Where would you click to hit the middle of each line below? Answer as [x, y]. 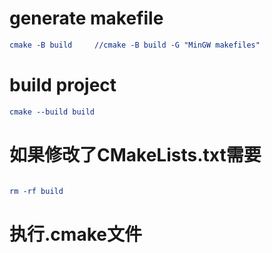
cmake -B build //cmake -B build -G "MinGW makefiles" [135, 45]
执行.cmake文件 [75, 234]
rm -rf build [36, 191]
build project [63, 85]
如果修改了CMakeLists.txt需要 [135, 154]
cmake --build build [52, 112]
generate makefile [86, 18]
